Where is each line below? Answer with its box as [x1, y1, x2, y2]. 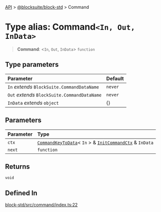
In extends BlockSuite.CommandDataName [7, 83, 99, 90]
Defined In [5, 189, 38, 197]
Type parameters [5, 61, 59, 69]
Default [106, 75, 124, 82]
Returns [5, 162, 30, 171]
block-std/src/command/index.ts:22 [5, 202, 78, 208]
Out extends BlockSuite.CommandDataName [7, 91, 102, 98]
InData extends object [7, 99, 59, 106]
